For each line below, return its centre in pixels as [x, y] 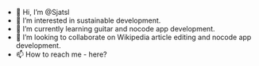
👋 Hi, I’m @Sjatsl [43, 12]
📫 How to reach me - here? [61, 54]
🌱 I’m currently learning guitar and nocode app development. [115, 29]
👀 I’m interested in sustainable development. [88, 20]
